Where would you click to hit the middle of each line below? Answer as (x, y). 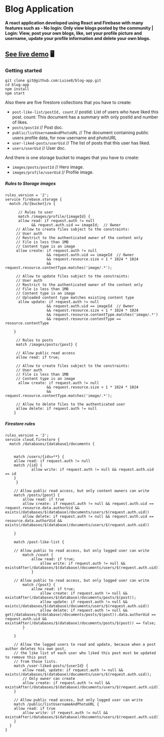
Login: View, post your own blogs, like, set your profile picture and (74, 33)
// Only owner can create (49, 679)
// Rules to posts (35, 340)
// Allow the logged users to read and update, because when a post (85, 645)
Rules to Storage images (31, 183)
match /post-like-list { (39, 542)
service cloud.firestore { (32, 440)
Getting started (24, 71)
